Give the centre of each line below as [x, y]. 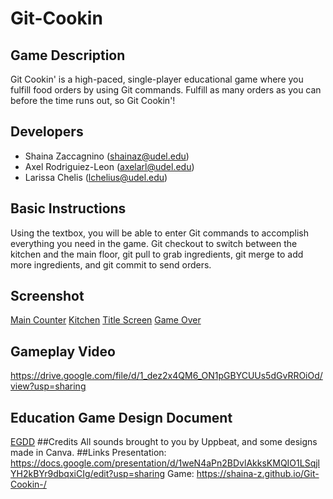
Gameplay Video [63, 351]
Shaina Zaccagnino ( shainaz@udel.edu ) [107, 156]
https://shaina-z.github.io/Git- [258, 474]
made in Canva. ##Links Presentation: [88, 453]
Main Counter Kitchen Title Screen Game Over [106, 320]
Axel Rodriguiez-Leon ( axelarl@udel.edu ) [109, 166]
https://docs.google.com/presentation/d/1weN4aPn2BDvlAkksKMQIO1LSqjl [165, 463]
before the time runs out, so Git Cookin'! [93, 100]
